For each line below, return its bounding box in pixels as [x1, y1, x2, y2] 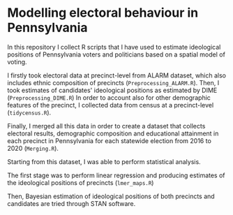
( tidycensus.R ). [7, 108, 52, 117]
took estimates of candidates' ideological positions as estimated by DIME [7, 86, 218, 94]
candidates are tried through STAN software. [7, 199, 136, 207]
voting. [7, 57, 27, 66]
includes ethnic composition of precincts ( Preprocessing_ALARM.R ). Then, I [7, 78, 220, 87]
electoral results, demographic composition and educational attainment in [7, 129, 219, 138]
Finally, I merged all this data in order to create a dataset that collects [7, 121, 206, 130]
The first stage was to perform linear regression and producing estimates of [7, 171, 225, 179]
